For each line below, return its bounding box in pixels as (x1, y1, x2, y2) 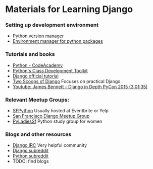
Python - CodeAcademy (12, 62, 63, 68)
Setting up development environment (5, 22, 99, 29)
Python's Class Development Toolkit (12, 67, 88, 73)
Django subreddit (12, 147, 49, 154)
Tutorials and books (5, 51, 55, 58)
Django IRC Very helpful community (12, 142, 87, 148)
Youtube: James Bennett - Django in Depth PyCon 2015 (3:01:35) (12, 83, 148, 90)
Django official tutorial (12, 73, 59, 79)
